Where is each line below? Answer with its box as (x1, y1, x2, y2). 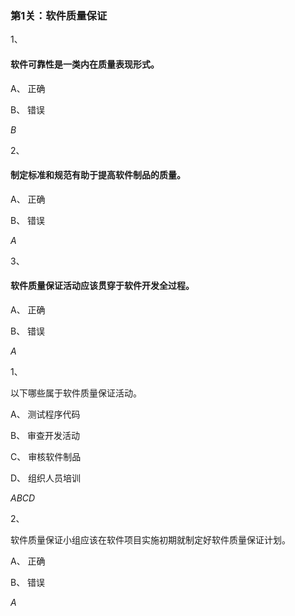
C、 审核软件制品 (10, 450, 82, 462)
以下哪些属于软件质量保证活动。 (10, 387, 142, 399)
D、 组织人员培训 (10, 472, 82, 484)
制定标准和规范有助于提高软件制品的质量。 (10, 169, 186, 181)
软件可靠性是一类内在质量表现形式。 (10, 58, 160, 70)
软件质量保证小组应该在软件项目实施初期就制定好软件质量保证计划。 (10, 533, 291, 546)
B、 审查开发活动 (10, 429, 81, 441)
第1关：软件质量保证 (10, 8, 108, 22)
